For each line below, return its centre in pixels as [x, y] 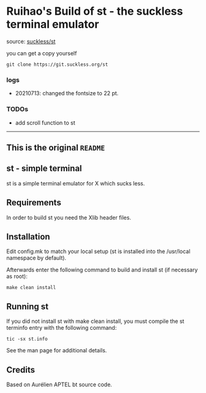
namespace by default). [36, 258]
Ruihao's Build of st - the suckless [95, 11]
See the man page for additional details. [57, 351]
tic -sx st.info [27, 339]
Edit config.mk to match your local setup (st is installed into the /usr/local [98, 251]
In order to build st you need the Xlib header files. [69, 217]
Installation [28, 237]
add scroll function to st [45, 123]
